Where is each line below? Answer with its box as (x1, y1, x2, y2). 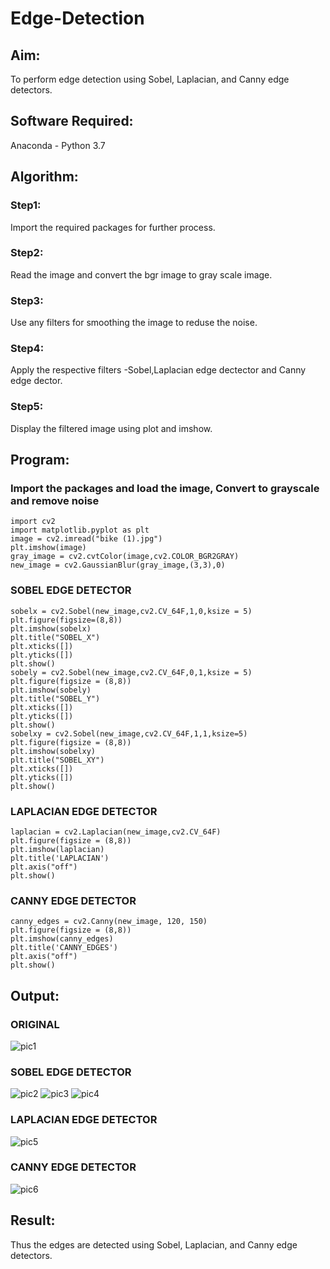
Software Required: (10, 113, 134, 130)
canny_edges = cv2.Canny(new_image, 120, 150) (10, 917, 208, 927)
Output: (10, 987, 60, 1004)
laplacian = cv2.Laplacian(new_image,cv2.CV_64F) (10, 827, 222, 837)
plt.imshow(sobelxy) (10, 746, 97, 756)
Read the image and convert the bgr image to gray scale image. (10, 268, 273, 281)
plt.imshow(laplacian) (10, 844, 105, 854)
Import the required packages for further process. (10, 221, 216, 233)
